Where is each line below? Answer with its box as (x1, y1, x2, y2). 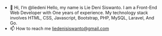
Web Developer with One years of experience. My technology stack (9, 10, 149, 16)
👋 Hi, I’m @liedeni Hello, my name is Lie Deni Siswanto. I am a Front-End (9, 5, 158, 10)
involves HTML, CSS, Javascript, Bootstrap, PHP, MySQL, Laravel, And (9, 15, 155, 20)
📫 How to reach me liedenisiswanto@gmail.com (9, 26, 109, 31)
